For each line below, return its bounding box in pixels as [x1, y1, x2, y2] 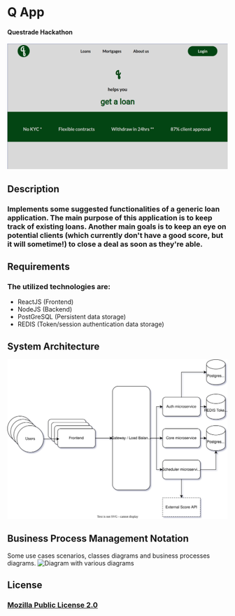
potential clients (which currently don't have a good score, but [7, 230, 224, 240]
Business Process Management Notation [7, 533, 189, 544]
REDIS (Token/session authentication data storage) [17, 320, 164, 328]
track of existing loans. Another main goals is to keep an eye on [7, 222, 227, 232]
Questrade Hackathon [7, 27, 73, 36]
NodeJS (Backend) [17, 305, 72, 314]
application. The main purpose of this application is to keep [7, 213, 213, 222]
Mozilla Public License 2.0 [7, 601, 98, 610]
